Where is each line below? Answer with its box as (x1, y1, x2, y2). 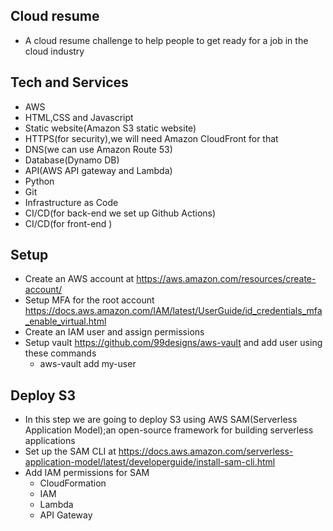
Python (24, 175, 55, 187)
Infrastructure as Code (24, 196, 119, 208)
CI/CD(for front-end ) (24, 217, 113, 229)
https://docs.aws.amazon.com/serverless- (118, 445, 294, 458)
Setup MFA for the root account (24, 294, 155, 306)
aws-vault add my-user (39, 358, 137, 370)
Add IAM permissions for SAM (24, 467, 150, 479)
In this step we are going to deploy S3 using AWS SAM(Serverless (24, 414, 298, 426)
